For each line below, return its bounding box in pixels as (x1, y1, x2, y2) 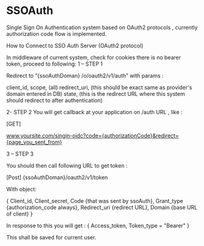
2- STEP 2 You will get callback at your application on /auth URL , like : (6, 108, 183, 115)
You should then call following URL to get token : (6, 162, 127, 169)
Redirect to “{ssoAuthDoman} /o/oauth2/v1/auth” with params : (6, 72, 164, 79)
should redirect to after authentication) (6, 97, 103, 104)
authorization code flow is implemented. (6, 30, 107, 37)
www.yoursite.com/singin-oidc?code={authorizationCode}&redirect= (6, 132, 179, 139)
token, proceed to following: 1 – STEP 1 (6, 60, 103, 67)
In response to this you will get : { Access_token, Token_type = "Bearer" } (6, 222, 190, 229)
